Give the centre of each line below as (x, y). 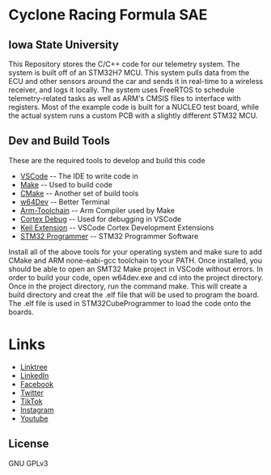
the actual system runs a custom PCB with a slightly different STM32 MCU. (133, 116)
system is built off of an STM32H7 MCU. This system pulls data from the (129, 73)
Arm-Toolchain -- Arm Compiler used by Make (97, 210)
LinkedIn (34, 375)
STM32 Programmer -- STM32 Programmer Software (109, 236)
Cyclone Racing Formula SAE (108, 15)
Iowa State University (64, 45)
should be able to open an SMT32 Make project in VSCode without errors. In (136, 269)
